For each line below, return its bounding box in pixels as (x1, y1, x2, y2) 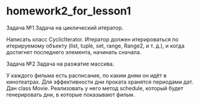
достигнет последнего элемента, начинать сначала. (6, 48, 142, 55)
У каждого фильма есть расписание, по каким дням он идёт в (6, 72, 167, 79)
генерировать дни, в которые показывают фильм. (6, 91, 135, 98)
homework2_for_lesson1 (6, 4, 131, 18)
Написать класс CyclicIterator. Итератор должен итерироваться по (6, 35, 179, 43)
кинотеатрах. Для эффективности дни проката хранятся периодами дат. (6, 78, 194, 85)
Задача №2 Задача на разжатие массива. (6, 60, 115, 67)
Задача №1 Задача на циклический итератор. (6, 24, 124, 31)
